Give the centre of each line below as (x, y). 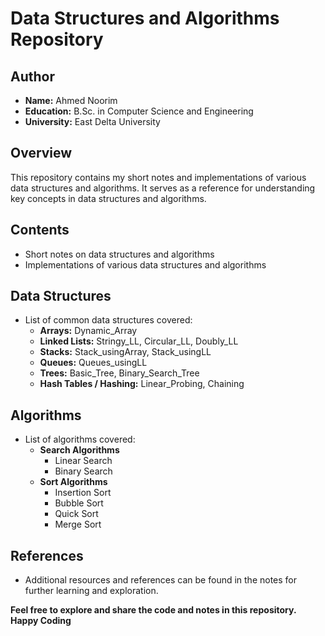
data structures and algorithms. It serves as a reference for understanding (163, 188)
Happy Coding (41, 621)
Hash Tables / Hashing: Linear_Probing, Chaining (142, 384)
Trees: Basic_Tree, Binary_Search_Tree (119, 373)
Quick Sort (76, 514)
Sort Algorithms (73, 482)
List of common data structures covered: (108, 320)
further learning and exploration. (91, 591)
